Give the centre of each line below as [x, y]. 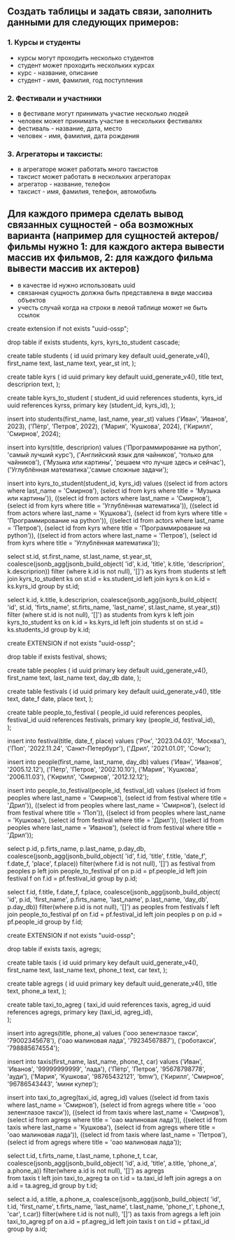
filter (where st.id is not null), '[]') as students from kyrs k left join [101, 615]
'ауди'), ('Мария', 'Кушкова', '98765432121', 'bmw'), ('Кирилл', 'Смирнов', [116, 1077]
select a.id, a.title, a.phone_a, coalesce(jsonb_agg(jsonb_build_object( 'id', [114, 1199]
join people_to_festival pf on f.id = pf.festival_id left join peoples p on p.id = [115, 915]
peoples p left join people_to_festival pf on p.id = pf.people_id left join [107, 871]
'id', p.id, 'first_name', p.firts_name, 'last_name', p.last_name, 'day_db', [108, 899]
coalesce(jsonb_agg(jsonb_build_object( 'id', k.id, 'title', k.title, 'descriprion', [116, 564]
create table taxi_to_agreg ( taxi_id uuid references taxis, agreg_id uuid [109, 1004]
